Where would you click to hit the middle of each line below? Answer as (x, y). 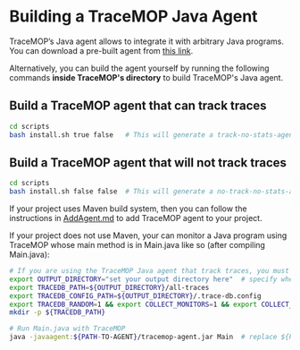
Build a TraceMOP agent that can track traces (138, 106)
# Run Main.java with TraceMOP (67, 329)
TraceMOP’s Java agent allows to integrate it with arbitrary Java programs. (146, 41)
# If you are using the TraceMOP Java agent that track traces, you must (150, 271)
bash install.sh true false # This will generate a (112, 135)
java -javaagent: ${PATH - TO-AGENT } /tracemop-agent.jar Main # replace (143, 337)
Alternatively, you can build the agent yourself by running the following (139, 68)
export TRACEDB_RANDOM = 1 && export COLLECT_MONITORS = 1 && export (133, 304)
